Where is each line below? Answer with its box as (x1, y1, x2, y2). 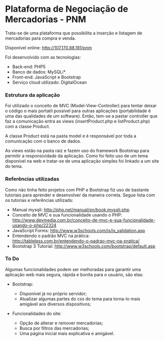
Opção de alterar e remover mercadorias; (19, 320, 103, 326)
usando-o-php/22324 (12, 222, 57, 228)
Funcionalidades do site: (12, 310, 62, 317)
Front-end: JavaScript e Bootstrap (12, 74, 81, 80)
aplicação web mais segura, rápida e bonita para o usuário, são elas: (5, 271, 143, 277)
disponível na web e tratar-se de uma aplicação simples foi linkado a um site (5, 158, 159, 164)
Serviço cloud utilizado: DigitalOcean (12, 79, 87, 85)
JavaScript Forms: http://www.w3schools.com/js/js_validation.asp (12, 227, 145, 233)
